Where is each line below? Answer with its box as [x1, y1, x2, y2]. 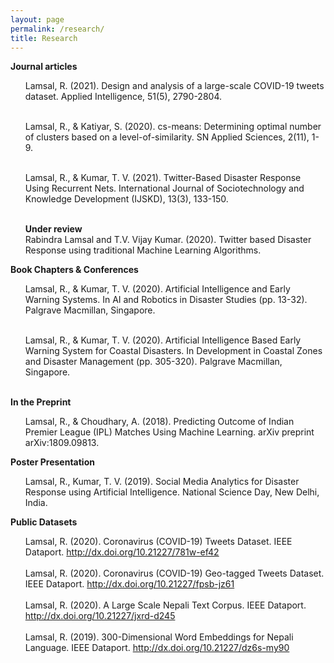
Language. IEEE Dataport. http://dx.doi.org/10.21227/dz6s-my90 [24, 642, 290, 654]
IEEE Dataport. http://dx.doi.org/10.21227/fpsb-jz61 [24, 578, 235, 590]
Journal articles [10, 61, 78, 73]
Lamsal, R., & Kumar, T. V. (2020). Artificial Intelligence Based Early [24, 334, 302, 346]
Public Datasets [10, 516, 78, 528]
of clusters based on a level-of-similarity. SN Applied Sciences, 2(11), [24, 131, 310, 143]
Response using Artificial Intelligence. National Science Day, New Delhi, [24, 486, 320, 498]
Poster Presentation [10, 456, 95, 468]
